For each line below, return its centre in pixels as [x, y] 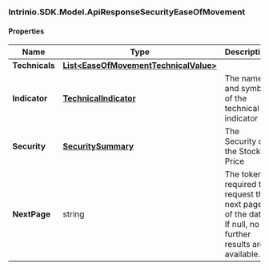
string [74, 214]
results [237, 244]
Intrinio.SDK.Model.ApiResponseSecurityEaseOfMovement [127, 12]
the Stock [243, 152]
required [241, 185]
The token [243, 174]
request [239, 194]
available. [243, 254]
